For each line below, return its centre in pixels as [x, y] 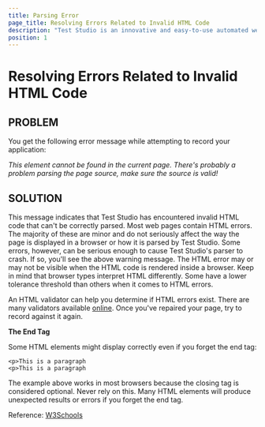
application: [27, 150]
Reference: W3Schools [45, 415]
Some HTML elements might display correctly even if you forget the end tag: [132, 347]
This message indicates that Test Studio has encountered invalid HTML [124, 217]
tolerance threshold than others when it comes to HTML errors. [111, 284]
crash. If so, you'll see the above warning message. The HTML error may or [131, 259]
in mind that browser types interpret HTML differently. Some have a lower [127, 276]
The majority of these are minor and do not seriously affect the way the [124, 234]
